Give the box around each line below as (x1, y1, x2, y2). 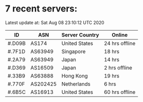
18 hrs (104, 48, 120, 55)
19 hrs (104, 72, 120, 79)
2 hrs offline (104, 64, 133, 71)
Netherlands (61, 80, 91, 87)
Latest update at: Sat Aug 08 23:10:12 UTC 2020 (5, 19, 105, 25)
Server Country (61, 31, 100, 38)
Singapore (61, 48, 86, 55)
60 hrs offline (104, 88, 136, 95)
